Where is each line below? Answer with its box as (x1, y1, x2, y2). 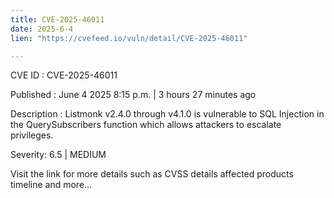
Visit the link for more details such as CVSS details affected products (10, 168, 294, 180)
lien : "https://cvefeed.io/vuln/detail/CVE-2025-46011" (10, 33, 248, 43)
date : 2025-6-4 (10, 24, 74, 34)
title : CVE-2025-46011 (10, 14, 105, 25)
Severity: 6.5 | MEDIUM (10, 149, 107, 161)
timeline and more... (10, 179, 93, 191)
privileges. (10, 129, 54, 141)
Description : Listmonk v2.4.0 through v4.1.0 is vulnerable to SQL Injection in (10, 108, 325, 120)
